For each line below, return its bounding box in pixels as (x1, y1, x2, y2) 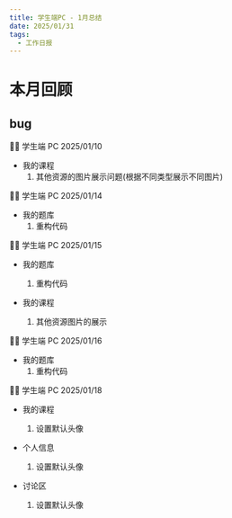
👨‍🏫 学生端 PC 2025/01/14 (9, 191, 103, 201)
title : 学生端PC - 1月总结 (9, 13, 103, 22)
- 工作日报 (17, 38, 53, 48)
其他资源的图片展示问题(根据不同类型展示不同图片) (35, 172, 223, 183)
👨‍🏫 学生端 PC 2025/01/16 (9, 335, 103, 346)
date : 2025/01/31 (9, 22, 75, 31)
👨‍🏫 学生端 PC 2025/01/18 (9, 385, 103, 396)
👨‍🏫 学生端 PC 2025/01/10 (9, 141, 103, 152)
